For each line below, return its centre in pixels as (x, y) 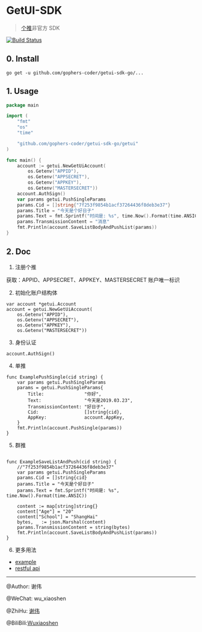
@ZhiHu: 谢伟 (23, 611)
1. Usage (23, 91)
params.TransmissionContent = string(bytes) (74, 527)
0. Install (23, 59)
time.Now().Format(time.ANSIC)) (47, 496)
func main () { (24, 160)
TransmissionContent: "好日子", (67, 407)
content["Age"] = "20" (45, 512)
